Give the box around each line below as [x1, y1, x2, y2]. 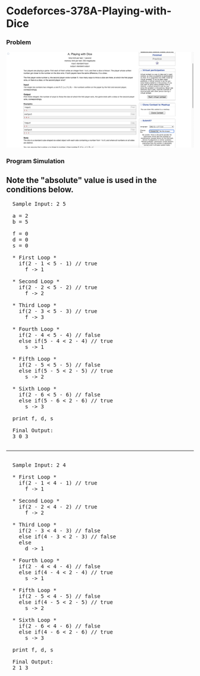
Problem [6, 38, 32, 46]
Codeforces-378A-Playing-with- [6, 4, 172, 18]
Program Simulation [6, 157, 65, 165]
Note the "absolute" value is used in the [6, 175, 157, 185]
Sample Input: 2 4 [12, 461, 67, 469]
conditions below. [6, 185, 74, 195]
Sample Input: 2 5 [12, 200, 67, 207]
